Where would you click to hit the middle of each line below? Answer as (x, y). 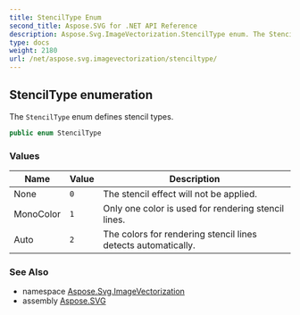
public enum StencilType (55, 133)
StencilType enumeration (81, 95)
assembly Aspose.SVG (64, 301)
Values (25, 155)
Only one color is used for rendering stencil (193, 208)
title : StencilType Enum (55, 17)
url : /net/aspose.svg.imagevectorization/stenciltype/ (113, 59)
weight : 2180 (33, 51)
